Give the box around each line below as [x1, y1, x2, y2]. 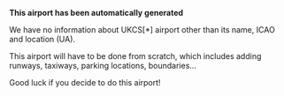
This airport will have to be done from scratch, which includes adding [9, 51, 262, 61]
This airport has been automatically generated [9, 8, 184, 18]
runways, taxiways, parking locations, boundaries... [9, 61, 197, 70]
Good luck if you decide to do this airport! [9, 78, 161, 87]
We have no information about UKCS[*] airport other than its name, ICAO [9, 25, 276, 34]
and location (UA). [9, 34, 76, 44]
